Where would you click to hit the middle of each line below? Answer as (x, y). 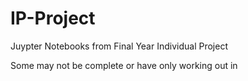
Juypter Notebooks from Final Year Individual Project (119, 46)
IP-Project (53, 18)
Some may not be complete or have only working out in (124, 65)
